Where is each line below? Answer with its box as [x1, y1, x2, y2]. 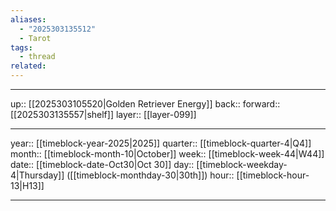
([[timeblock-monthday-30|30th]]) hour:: [66, 169, 235, 181]
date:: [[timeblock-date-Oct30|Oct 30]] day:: [10, 159, 195, 170]
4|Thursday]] [10, 169, 65, 181]
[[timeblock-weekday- [196, 159, 288, 170]
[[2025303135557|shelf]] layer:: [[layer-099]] [10, 109, 197, 120]
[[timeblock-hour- [236, 169, 310, 181]
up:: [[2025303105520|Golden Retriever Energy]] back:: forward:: [10, 98, 281, 110]
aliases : [10, 14, 47, 25]
